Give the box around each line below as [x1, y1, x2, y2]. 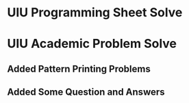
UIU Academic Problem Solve [7, 36, 177, 52]
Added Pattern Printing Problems [7, 63, 151, 74]
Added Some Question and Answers [7, 87, 166, 98]
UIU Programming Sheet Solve [7, 5, 183, 20]
